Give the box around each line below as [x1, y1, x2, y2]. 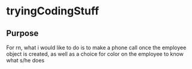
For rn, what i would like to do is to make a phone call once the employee [6, 44, 187, 51]
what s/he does [6, 57, 45, 64]
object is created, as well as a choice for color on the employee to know [6, 50, 184, 58]
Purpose [6, 28, 39, 38]
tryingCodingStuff [6, 4, 100, 18]
